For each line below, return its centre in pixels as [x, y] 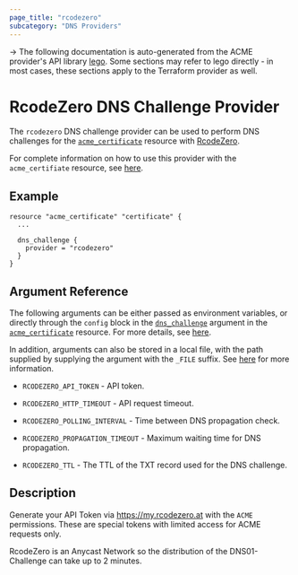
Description [43, 493]
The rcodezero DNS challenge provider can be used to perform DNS [135, 132]
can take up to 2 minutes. [95, 561]
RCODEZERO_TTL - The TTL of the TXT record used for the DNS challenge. [155, 465]
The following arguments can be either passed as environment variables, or [149, 313]
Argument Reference [69, 291]
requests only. [35, 534]
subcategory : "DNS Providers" [66, 26]
